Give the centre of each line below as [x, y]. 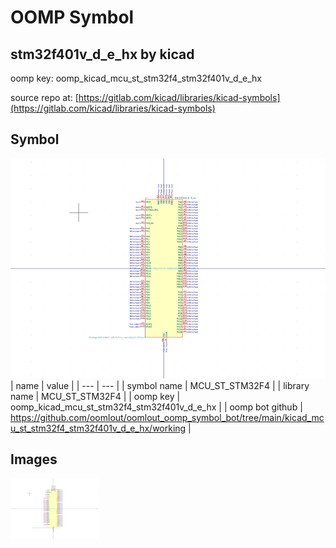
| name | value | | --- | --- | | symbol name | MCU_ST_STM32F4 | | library [160, 385]
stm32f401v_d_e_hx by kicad [102, 54]
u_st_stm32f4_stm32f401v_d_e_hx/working [98, 428]
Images [34, 459]
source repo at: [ [44, 97]
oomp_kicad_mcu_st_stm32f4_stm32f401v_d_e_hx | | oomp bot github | [156, 407]
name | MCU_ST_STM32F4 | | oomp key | [95, 396]
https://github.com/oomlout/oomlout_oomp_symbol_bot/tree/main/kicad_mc [167, 417]
